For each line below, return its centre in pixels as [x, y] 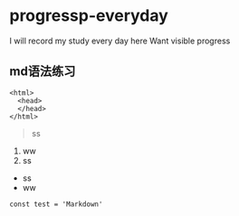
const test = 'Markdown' [56, 204]
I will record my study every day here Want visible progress [120, 41]
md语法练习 [43, 72]
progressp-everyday [89, 16]
